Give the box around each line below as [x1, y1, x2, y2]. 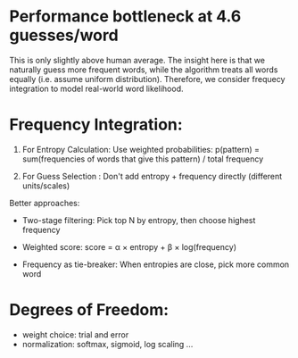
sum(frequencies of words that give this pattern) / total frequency [21, 154, 264, 164]
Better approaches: [9, 197, 80, 208]
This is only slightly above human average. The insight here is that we [9, 54, 266, 65]
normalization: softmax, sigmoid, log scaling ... [21, 338, 194, 349]
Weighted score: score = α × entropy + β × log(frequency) [21, 241, 236, 252]
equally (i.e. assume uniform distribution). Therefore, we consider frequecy [9, 73, 286, 84]
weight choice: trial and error [21, 329, 129, 340]
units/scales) [21, 180, 70, 191]
